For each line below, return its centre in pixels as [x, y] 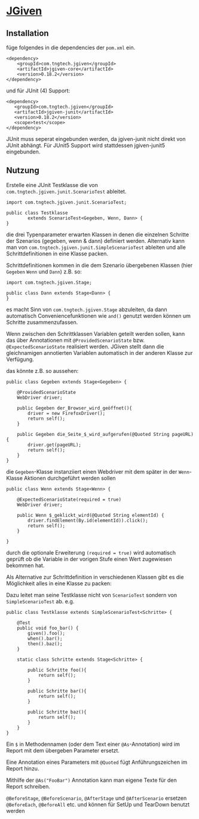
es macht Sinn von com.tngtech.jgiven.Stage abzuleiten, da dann [87, 309]
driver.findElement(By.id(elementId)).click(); [88, 520]
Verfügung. [20, 359]
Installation [27, 33]
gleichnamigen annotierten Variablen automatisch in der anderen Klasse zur [99, 353]
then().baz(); [45, 644]
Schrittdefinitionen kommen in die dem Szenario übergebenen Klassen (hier [99, 265]
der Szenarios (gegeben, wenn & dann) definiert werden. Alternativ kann [96, 240]
